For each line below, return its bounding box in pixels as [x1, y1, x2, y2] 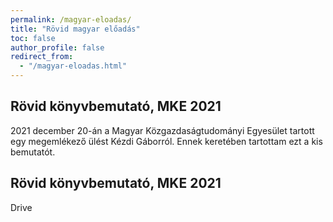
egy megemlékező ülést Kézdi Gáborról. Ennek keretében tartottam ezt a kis [10, 135, 323, 147]
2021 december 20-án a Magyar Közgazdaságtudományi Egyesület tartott [10, 124, 315, 136]
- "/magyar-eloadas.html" [19, 61, 128, 71]
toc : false [10, 33, 56, 43]
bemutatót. [10, 146, 56, 158]
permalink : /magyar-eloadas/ [10, 14, 132, 25]
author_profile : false [10, 42, 105, 53]
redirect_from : [10, 52, 74, 62]
